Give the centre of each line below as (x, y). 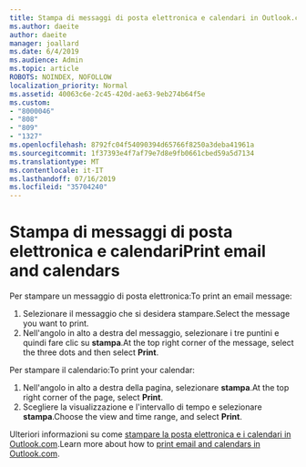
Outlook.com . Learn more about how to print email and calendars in (135, 444)
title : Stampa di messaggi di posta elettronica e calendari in (134, 18)
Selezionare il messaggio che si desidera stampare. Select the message (156, 314)
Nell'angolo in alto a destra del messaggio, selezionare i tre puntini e (151, 333)
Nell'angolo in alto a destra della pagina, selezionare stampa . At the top (156, 388)
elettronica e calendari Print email (138, 252)
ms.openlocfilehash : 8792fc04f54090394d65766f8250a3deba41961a (132, 145)
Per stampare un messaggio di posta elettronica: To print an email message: (151, 296)
